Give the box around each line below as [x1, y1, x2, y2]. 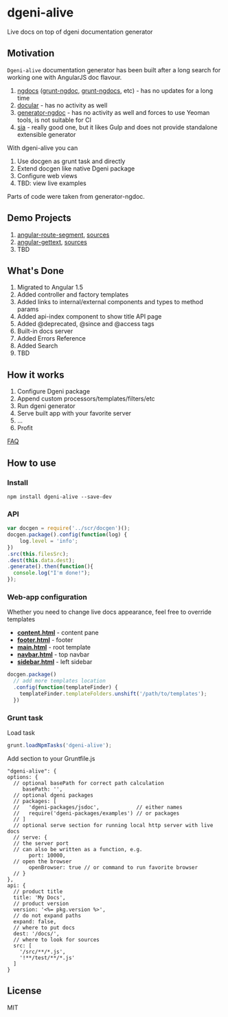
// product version [13, 900, 69, 907]
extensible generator [16, 130, 76, 138]
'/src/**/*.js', [19, 948, 67, 955]
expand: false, [13, 918, 57, 925]
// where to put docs [13, 924, 76, 931]
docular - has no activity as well [16, 101, 108, 109]
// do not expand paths [13, 912, 81, 919]
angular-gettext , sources [16, 237, 87, 246]
